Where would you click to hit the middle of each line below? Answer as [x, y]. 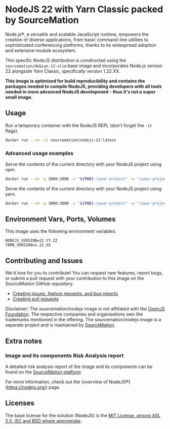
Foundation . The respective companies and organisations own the [74, 314]
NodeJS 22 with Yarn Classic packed [84, 9]
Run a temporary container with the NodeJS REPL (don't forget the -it [79, 125]
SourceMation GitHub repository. [40, 284]
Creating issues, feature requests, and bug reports [65, 294]
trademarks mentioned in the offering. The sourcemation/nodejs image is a [83, 320]
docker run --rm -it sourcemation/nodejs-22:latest [61, 140]
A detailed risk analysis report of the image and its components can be [79, 366]
